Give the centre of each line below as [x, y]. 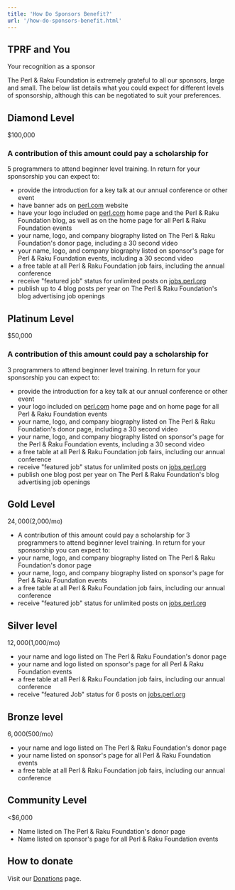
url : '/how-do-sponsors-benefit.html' [65, 21]
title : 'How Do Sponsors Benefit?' [60, 14]
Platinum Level [41, 319]
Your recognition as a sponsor [51, 67]
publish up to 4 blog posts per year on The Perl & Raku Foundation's [117, 288]
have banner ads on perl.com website [73, 205]
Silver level [32, 625]
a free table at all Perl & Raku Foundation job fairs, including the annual [121, 266]
